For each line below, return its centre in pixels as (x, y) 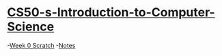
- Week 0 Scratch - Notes (41, 45)
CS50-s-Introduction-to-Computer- (111, 12)
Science (31, 27)
